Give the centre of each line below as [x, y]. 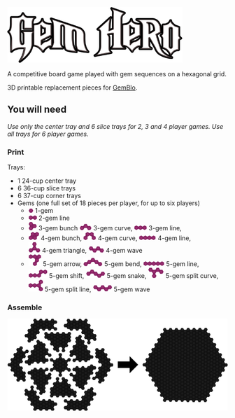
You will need [37, 110]
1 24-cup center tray [47, 181]
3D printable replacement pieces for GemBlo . [72, 88]
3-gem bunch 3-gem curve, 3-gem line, [110, 228]
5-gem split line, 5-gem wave [97, 289]
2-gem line [54, 218]
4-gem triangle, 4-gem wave [92, 251]
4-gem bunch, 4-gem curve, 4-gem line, [116, 238]
